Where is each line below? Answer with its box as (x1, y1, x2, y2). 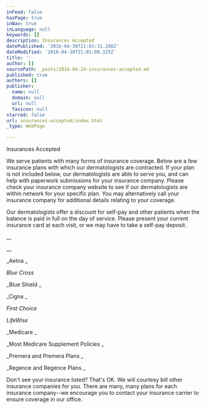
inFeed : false (6, 9, 43, 15)
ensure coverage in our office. (6, 395, 83, 403)
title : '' (6, 55, 32, 61)
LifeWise (6, 317, 29, 324)
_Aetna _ (6, 257, 28, 265)
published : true (6, 72, 48, 78)
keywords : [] (6, 32, 40, 38)
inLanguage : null (6, 26, 51, 33)
